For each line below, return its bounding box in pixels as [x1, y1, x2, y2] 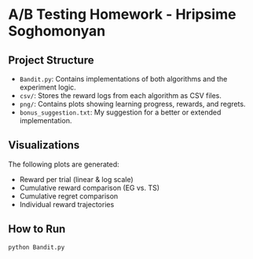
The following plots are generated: [8, 159, 119, 169]
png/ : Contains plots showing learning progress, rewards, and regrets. [19, 100, 246, 108]
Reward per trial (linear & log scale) [19, 174, 134, 184]
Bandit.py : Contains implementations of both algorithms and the [19, 75, 228, 83]
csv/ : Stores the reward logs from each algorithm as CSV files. [19, 91, 222, 100]
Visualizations [8, 139, 80, 152]
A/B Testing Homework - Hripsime [8, 5, 236, 24]
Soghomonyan [8, 22, 106, 40]
